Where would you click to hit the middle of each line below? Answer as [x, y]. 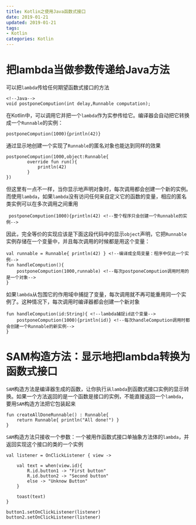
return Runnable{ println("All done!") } [68, 420]
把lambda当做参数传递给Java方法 [88, 70]
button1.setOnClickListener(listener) [53, 512]
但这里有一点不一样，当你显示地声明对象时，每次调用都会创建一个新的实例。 [99, 189]
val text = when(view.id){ [50, 465]
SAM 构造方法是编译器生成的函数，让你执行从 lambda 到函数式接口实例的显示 [95, 389]
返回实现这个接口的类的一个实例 [45, 444]
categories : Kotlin [30, 39]
